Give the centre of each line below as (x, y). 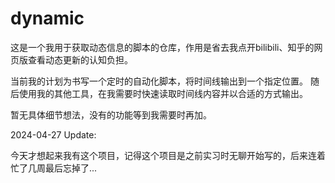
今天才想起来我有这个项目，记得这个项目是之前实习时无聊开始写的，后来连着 (168, 155)
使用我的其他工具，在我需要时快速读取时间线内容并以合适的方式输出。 (163, 93)
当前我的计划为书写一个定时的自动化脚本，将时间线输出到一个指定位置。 (159, 81)
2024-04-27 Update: (53, 134)
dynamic (47, 18)
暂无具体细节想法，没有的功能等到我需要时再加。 (111, 114)
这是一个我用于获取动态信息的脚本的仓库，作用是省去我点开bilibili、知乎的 (162, 47)
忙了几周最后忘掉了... (54, 168)
